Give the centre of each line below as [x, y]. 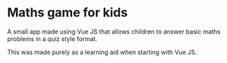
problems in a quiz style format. [53, 38]
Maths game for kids [67, 13]
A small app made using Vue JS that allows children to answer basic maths [114, 32]
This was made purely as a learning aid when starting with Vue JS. [102, 52]
